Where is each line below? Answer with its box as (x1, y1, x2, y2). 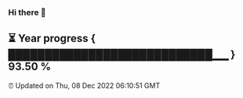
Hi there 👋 (8, 7, 47, 18)
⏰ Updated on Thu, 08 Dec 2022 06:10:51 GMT (8, 81, 161, 90)
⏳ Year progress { (8, 32, 96, 45)
